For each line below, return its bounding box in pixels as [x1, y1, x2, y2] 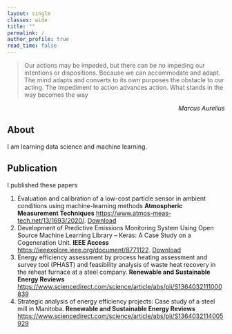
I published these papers [7, 180, 78, 189]
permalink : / [7, 29, 45, 37]
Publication [7, 163, 57, 174]
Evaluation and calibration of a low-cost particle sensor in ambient [17, 194, 206, 203]
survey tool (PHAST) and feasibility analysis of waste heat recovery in [17, 260, 216, 268]
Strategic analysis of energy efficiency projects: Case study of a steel [17, 297, 215, 305]
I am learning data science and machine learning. [7, 142, 147, 151]
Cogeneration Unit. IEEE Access [17, 238, 109, 246]
